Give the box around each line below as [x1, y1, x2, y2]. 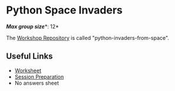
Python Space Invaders [6, 4, 123, 17]
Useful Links [6, 51, 53, 62]
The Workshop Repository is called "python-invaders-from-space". [6, 34, 170, 41]
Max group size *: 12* [6, 23, 59, 30]
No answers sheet [14, 79, 59, 86]
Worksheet [14, 67, 42, 74]
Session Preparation [14, 73, 64, 80]
